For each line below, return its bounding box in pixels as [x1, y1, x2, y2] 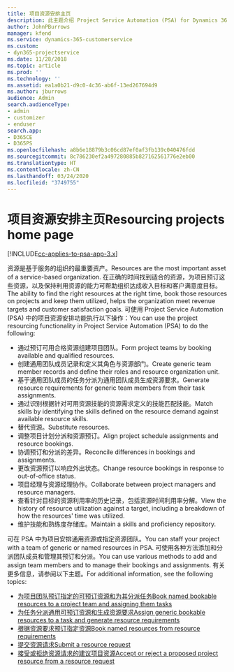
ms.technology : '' [7, 75, 61, 82]
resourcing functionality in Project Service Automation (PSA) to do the [7, 322, 209, 330]
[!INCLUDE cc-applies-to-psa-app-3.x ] [7, 249, 118, 258]
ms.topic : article [7, 62, 61, 69]
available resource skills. [17, 415, 89, 423]
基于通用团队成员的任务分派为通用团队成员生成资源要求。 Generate [17, 376, 210, 384]
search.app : [7, 127, 42, 134]
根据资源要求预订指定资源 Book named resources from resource [17, 624, 200, 633]
